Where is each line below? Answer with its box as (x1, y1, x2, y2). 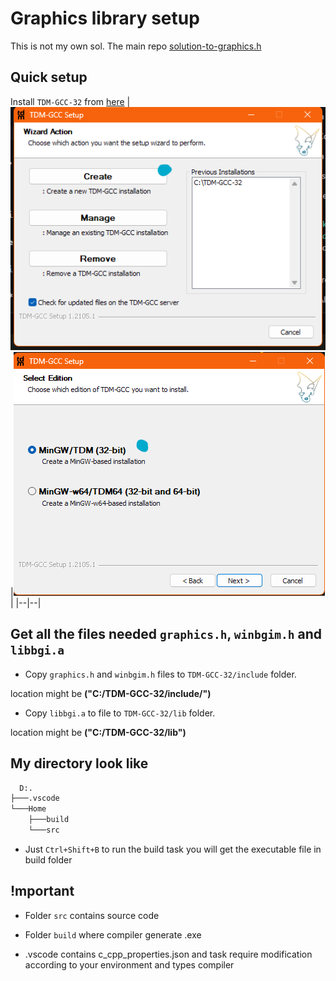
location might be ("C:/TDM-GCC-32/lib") (10, 726, 187, 738)
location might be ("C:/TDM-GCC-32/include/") (10, 687, 212, 699)
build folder (24, 853, 73, 866)
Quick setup (10, 69, 88, 86)
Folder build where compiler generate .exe (24, 928, 202, 941)
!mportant (10, 883, 75, 900)
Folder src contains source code (24, 909, 160, 921)
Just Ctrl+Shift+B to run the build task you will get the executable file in (24, 843, 322, 855)
